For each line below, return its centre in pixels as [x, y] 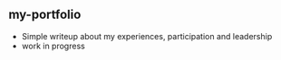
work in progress [53, 46]
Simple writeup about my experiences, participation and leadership [147, 36]
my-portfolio [45, 15]
